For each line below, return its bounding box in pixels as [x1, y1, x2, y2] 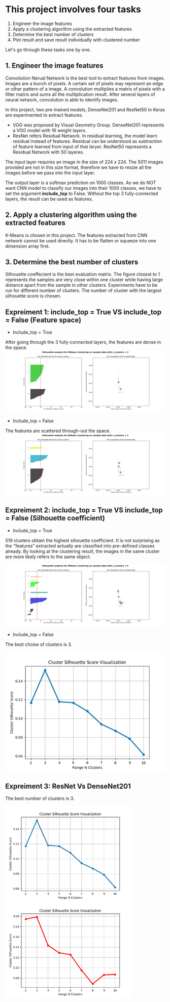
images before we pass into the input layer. [5, 169, 95, 176]
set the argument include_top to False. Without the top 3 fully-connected [5, 190, 158, 196]
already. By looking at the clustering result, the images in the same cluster [5, 548, 160, 554]
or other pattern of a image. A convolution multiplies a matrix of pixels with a [5, 86, 165, 92]
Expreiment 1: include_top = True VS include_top [5, 308, 161, 316]
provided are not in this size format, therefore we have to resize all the [5, 164, 152, 170]
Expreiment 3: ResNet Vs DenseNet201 [5, 782, 131, 791]
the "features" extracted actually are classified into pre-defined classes [5, 542, 155, 549]
